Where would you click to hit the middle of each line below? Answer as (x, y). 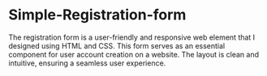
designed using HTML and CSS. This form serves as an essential (117, 45)
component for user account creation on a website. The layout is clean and (134, 54)
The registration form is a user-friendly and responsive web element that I (132, 37)
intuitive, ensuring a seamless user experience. (87, 63)
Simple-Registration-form (97, 15)
